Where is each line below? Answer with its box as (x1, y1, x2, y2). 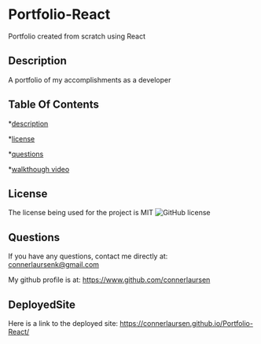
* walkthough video (8, 164, 70, 174)
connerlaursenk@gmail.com (8, 260, 100, 269)
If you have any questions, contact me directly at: (8, 251, 168, 261)
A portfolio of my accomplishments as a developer (8, 75, 171, 84)
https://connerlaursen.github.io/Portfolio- (119, 319, 254, 328)
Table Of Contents (8, 98, 100, 112)
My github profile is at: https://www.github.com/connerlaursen (8, 275, 211, 284)
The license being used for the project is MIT (8, 208, 153, 218)
